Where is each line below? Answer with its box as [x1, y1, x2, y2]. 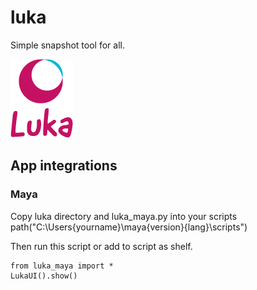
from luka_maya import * [10, 261, 114, 271]
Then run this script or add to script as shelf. [10, 240, 193, 252]
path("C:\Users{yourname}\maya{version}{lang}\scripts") [10, 221, 248, 233]
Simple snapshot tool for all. [10, 39, 125, 51]
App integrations [10, 157, 118, 175]
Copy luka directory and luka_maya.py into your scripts [10, 210, 238, 222]
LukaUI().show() [10, 271, 78, 281]
